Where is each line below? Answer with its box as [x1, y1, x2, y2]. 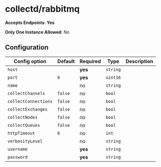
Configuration [5, 43, 49, 52]
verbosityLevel [7, 138, 43, 144]
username [7, 146, 28, 152]
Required [80, 58, 101, 65]
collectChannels [7, 91, 45, 96]
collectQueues [7, 122, 40, 128]
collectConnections [7, 98, 53, 104]
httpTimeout [7, 130, 36, 136]
